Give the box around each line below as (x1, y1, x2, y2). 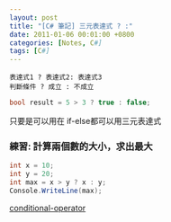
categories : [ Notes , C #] (9, 38, 103, 48)
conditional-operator (9, 202, 86, 213)
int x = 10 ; (9, 161, 54, 171)
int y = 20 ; (9, 170, 54, 179)
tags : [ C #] (9, 47, 50, 56)
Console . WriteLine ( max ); (9, 186, 103, 195)
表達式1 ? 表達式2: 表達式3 (9, 73, 103, 82)
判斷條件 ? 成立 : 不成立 (9, 83, 94, 92)
